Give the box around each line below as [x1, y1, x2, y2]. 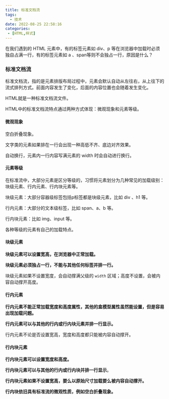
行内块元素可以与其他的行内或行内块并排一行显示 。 [5, 367, 111, 373]
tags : [5, 12, 17, 17]
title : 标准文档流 [5, 7, 40, 13]
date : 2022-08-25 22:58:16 [5, 21, 62, 27]
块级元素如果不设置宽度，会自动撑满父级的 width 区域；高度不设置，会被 [5, 272, 156, 278]
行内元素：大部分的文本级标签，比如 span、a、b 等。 [5, 205, 116, 211]
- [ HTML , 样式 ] [7, 31, 36, 36]
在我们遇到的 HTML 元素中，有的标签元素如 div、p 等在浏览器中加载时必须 [5, 46, 160, 51]
